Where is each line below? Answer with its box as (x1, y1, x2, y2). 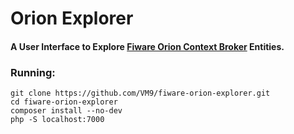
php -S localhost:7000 (10, 115, 105, 125)
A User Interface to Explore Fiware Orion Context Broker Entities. (10, 40, 285, 52)
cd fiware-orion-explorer (10, 97, 118, 107)
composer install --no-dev (10, 106, 123, 116)
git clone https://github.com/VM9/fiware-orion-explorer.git (10, 88, 271, 99)
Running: (10, 65, 56, 79)
